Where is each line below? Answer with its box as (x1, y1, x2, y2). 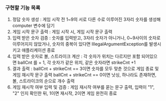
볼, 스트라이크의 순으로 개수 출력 (12, 78, 75, 84)
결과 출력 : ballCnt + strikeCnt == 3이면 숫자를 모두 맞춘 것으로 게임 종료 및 (12, 66, 159, 72)
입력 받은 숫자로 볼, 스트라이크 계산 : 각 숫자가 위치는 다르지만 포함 (12, 53, 140, 60)
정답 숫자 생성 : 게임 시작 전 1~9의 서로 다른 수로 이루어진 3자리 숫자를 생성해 (12, 16, 161, 23)
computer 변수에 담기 (12, 23, 55, 29)
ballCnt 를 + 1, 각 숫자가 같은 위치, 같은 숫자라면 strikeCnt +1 (17, 60, 136, 66)
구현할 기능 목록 (5, 4, 41, 11)
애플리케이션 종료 (21, 47, 55, 53)
